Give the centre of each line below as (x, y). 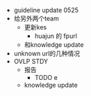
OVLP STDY (31, 61)
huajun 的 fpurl (56, 36)
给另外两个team (36, 18)
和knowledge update (54, 44)
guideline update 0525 (46, 10)
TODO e (46, 77)
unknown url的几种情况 (47, 53)
